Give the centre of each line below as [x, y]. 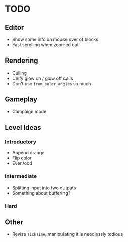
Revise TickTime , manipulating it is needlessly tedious [68, 234]
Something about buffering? [41, 193]
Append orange [28, 153]
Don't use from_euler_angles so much [51, 83]
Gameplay [21, 100]
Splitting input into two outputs [44, 188]
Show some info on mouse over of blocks [55, 39]
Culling [19, 73]
